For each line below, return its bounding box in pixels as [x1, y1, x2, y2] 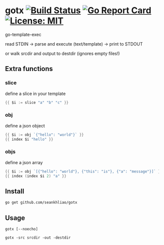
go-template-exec [5, 31, 41, 37]
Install [5, 187, 24, 196]
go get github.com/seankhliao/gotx [5, 200, 78, 205]
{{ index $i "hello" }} [5, 137, 54, 142]
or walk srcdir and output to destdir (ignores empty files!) [5, 50, 120, 56]
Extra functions [5, 65, 53, 73]
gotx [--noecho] [5, 227, 38, 232]
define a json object [5, 122, 45, 128]
